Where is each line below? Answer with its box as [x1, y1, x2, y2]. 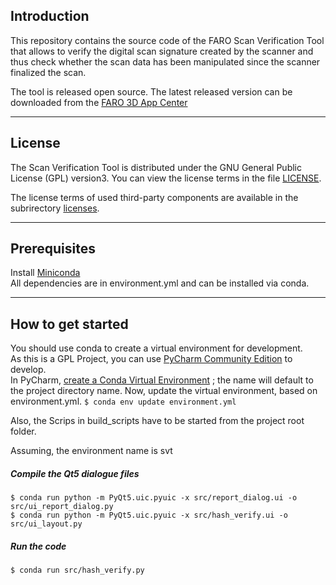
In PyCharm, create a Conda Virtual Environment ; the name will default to [10, 374, 314, 386]
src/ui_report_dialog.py [10, 502, 114, 512]
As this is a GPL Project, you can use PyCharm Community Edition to [10, 353, 293, 365]
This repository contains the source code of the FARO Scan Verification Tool [10, 34, 325, 46]
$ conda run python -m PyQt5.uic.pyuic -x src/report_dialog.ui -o [10, 493, 298, 503]
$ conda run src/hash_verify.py [10, 565, 145, 576]
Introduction [10, 8, 90, 25]
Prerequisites [10, 240, 96, 258]
